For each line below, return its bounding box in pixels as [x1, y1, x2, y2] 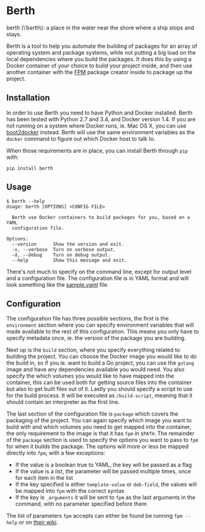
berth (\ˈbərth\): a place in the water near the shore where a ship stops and [6, 24, 195, 31]
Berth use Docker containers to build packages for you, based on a [12, 214, 190, 221]
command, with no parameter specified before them [15, 500, 147, 507]
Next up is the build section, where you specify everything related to [6, 346, 181, 354]
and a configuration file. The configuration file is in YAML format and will [6, 274, 189, 282]
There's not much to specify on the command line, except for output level [6, 268, 192, 275]
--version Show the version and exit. [12, 241, 124, 247]
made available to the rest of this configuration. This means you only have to [6, 328, 199, 335]
